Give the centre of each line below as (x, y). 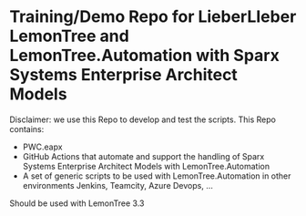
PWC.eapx (42, 147)
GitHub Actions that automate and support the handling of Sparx (143, 156)
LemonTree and (69, 36)
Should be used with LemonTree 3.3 (77, 203)
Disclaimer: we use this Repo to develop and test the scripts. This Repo (143, 119)
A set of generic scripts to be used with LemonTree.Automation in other (157, 176)
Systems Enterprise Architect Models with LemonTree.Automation (146, 166)
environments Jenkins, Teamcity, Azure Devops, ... (118, 185)
